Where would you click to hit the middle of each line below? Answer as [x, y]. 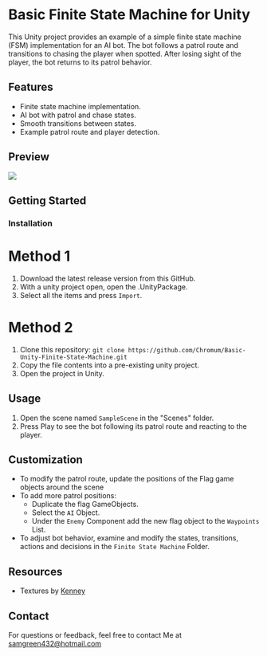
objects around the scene [62, 487]
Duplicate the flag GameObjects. [85, 505]
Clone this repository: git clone [72, 349]
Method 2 [41, 328]
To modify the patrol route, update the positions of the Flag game [127, 479]
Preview [29, 157]
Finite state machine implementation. [80, 106]
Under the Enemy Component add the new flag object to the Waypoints [145, 521]
